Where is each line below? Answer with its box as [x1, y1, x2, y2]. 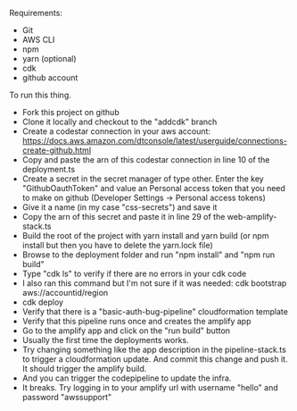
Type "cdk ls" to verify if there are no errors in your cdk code [21, 268, 247, 279]
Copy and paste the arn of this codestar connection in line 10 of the [21, 155, 270, 164]
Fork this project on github [21, 107, 120, 117]
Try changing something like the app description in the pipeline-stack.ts [21, 344, 287, 355]
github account [21, 72, 78, 83]
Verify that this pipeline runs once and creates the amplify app [21, 316, 252, 326]
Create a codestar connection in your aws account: [21, 126, 211, 137]
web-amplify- [227, 212, 277, 222]
